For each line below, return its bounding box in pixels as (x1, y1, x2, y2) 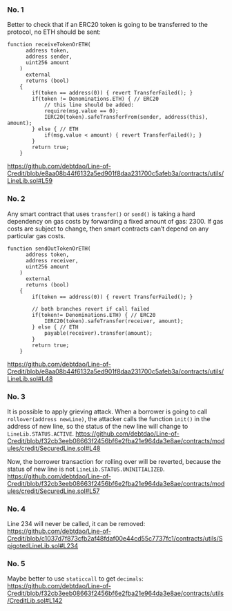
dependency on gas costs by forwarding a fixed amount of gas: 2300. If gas (7, 217, 224, 225)
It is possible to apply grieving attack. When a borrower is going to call (7, 407, 208, 416)
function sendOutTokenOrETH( (7, 245, 91, 252)
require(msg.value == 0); (43, 108, 119, 115)
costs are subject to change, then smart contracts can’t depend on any (7, 224, 209, 233)
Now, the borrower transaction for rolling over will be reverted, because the (7, 457, 221, 465)
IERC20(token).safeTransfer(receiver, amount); (43, 318, 184, 324)
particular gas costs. (7, 231, 66, 240)
